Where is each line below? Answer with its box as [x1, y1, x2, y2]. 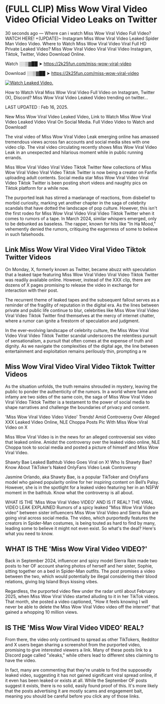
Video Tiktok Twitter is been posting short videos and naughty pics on [5, 180, 148, 186]
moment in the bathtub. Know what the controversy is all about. [5, 489, 134, 496]
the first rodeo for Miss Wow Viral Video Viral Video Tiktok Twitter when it [5, 210, 155, 216]
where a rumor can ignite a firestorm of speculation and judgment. [5, 318, 140, 324]
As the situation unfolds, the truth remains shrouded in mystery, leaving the [5, 383, 158, 389]
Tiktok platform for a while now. [5, 185, 69, 191]
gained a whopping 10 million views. [5, 609, 78, 615]
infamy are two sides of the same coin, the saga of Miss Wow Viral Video [5, 394, 153, 400]
